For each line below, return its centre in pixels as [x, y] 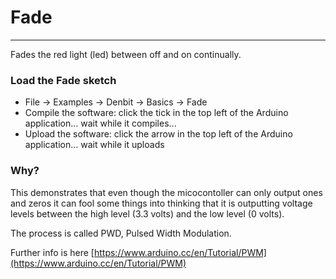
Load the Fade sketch [63, 80]
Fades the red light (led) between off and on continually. [126, 54]
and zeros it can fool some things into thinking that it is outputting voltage [161, 203]
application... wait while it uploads [94, 145]
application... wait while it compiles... [100, 123]
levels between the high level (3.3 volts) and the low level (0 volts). [147, 213]
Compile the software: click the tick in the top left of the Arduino [156, 113]
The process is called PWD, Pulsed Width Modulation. [121, 233]
